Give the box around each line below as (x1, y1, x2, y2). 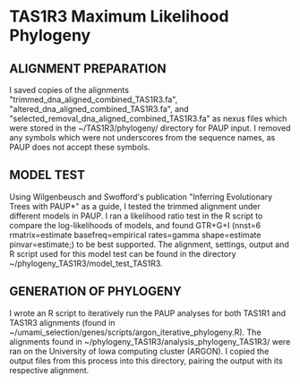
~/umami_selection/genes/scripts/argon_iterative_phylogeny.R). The (9, 327, 261, 337)
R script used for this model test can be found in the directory (9, 248, 236, 259)
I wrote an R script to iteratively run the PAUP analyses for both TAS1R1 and (9, 307, 287, 319)
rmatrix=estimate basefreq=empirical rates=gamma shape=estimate (9, 229, 261, 240)
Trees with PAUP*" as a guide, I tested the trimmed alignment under (9, 201, 261, 211)
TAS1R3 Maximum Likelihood (9, 6, 229, 27)
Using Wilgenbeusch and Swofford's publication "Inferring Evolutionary (9, 191, 273, 202)
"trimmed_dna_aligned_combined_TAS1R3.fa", (9, 94, 178, 105)
